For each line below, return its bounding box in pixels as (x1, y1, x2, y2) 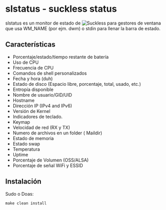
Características (5, 40, 56, 49)
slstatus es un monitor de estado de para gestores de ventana (5, 20, 161, 26)
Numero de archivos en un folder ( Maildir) (12, 130, 103, 136)
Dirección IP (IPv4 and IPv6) (12, 103, 73, 109)
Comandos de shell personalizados (12, 70, 87, 76)
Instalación (5, 177, 42, 186)
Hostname (12, 97, 35, 103)
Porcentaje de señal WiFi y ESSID (12, 162, 83, 169)
